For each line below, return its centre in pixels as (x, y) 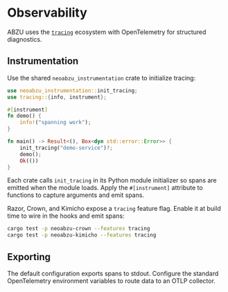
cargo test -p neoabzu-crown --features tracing (79, 229)
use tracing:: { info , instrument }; (57, 97)
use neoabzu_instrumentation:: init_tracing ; (72, 91)
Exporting (29, 257)
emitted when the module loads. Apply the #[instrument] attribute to (105, 188)
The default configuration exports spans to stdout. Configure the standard (113, 273)
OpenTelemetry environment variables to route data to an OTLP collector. (112, 281)
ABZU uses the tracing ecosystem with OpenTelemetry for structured (107, 32)
